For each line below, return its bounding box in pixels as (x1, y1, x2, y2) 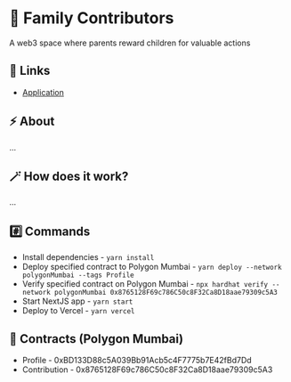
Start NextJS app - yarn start (21, 296, 133, 306)
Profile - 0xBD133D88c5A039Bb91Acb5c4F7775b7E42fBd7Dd (21, 355, 252, 365)
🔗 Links (9, 63, 51, 78)
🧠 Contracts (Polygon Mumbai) (9, 331, 184, 346)
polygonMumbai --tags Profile (21, 271, 135, 280)
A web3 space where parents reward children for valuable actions (9, 37, 251, 48)
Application (21, 86, 65, 97)
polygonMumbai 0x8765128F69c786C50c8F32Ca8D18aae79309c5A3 (54, 289, 278, 297)
